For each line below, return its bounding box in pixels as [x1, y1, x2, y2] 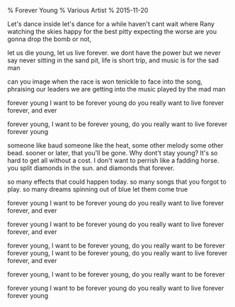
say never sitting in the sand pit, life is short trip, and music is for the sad [7, 56, 219, 65]
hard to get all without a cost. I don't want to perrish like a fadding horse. [7, 156, 219, 164]
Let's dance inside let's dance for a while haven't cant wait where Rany [7, 20, 214, 28]
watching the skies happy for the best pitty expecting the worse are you [7, 28, 217, 35]
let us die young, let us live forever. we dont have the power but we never [7, 49, 221, 57]
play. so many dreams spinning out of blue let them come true [7, 185, 188, 194]
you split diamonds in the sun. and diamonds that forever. [7, 164, 175, 172]
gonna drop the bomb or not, [7, 35, 92, 43]
